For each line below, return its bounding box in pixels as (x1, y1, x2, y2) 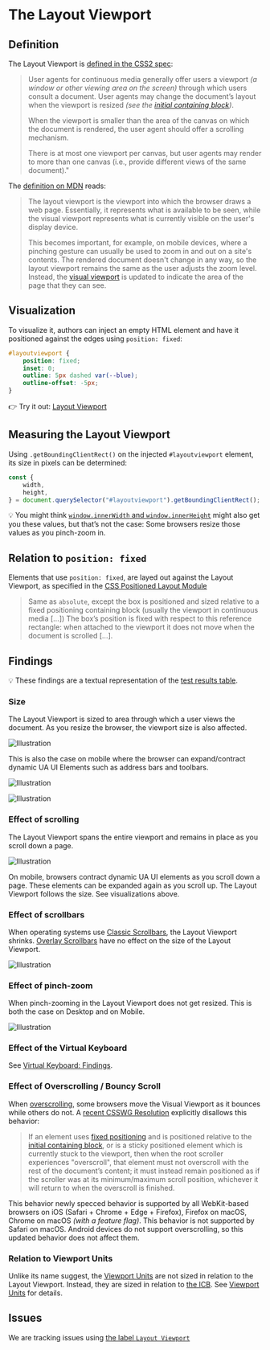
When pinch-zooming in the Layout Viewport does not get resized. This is (8, 999, 252, 1008)
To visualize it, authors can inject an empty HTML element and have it (8, 325, 239, 334)
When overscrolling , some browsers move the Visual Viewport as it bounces (8, 1099, 261, 1109)
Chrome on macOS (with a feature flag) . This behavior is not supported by (8, 1216, 255, 1225)
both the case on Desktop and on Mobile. (8, 1007, 145, 1016)
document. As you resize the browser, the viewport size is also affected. (8, 723, 247, 732)
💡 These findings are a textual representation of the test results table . (8, 675, 239, 685)
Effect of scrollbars (8, 909, 85, 920)
